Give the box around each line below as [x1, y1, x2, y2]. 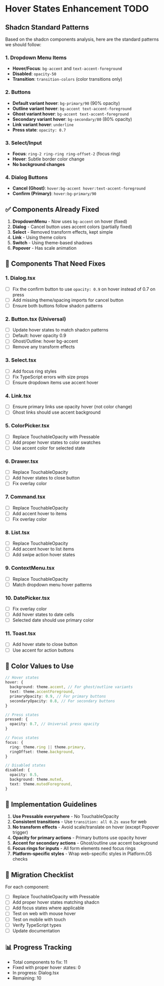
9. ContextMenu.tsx [5, 565, 55, 572]
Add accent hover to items [12, 510, 67, 517]
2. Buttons [5, 89, 31, 96]
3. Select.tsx [5, 357, 36, 364]
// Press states [5, 712, 39, 717]
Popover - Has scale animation [12, 245, 76, 251]
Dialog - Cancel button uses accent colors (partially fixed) [12, 224, 132, 230]
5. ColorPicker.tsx [5, 422, 50, 429]
